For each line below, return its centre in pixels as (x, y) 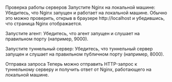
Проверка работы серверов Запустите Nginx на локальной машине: (80, 7)
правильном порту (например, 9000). (47, 39)
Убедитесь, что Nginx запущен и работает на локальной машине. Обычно (86, 13)
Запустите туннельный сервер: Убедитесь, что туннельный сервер (79, 49)
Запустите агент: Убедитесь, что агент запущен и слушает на (73, 33)
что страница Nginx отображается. (44, 23)
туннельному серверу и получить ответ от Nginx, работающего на (78, 69)
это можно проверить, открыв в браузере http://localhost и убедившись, (85, 18)
